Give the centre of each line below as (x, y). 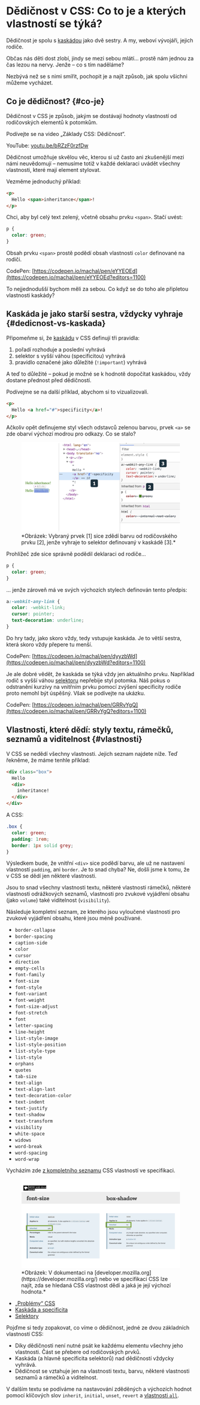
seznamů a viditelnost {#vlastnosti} (74, 739)
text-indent (30, 1102)
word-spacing (31, 1153)
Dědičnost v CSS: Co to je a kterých (96, 11)
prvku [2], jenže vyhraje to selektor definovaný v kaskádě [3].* (99, 542)
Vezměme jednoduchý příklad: (44, 181)
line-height (30, 1032)
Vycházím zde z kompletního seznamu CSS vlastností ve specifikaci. (91, 1171)
